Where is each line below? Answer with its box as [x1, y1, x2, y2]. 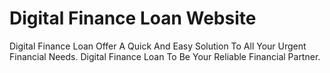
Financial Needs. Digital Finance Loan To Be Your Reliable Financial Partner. [9, 50, 321, 62]
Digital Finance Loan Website [9, 7, 257, 30]
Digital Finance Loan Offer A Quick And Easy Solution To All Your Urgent [9, 40, 307, 52]
